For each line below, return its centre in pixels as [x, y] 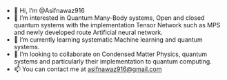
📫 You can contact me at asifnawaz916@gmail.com [88, 69]
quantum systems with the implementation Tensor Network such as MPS [117, 25]
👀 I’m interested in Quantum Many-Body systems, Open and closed [109, 18]
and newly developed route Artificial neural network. [88, 32]
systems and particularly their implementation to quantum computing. [112, 61]
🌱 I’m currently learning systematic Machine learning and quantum [108, 40]
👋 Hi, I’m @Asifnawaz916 [49, 11]
